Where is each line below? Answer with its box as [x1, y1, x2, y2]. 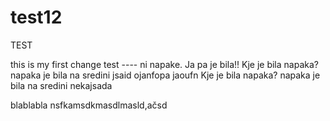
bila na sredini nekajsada [10, 79, 113, 91]
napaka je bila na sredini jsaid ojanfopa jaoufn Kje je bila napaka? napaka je [10, 69, 321, 81]
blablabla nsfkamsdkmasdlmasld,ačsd [10, 99, 168, 111]
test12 [10, 6, 63, 29]
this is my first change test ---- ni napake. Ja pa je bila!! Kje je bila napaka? [10, 58, 319, 70]
